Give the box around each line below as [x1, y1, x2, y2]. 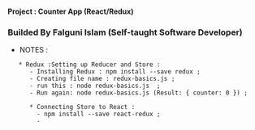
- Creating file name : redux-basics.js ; [28, 74, 175, 82]
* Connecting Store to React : [28, 103, 136, 111]
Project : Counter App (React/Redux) [7, 6, 134, 16]
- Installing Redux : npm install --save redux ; [28, 67, 201, 76]
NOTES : [19, 44, 49, 54]
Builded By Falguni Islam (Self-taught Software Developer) [7, 27, 243, 38]
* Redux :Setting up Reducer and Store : [18, 61, 161, 69]
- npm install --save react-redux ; [37, 110, 161, 118]
